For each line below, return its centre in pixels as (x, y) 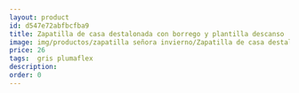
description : (33, 67)
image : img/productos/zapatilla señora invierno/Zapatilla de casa (137, 42)
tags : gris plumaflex (51, 58)
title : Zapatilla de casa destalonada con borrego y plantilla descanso (147, 34)
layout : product (39, 17)
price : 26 (28, 50)
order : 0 (25, 75)
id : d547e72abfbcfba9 (49, 26)
